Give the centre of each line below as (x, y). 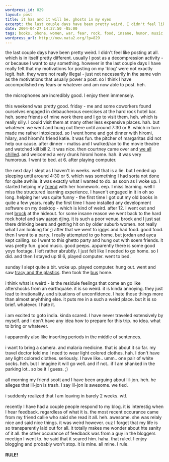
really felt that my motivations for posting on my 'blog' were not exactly (79, 68)
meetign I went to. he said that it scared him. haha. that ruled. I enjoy (76, 439)
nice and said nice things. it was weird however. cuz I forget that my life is (81, 423)
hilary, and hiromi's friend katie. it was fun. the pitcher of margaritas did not (83, 138)
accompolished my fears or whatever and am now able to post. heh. (76, 84)
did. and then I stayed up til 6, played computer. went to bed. (68, 256)
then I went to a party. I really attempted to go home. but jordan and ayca (81, 235)
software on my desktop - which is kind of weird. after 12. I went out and (80, 208)
